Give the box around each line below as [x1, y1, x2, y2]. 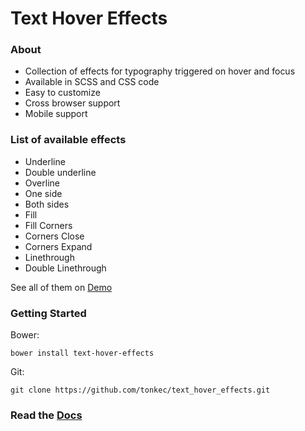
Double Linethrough [24, 262, 107, 274]
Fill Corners [24, 219, 73, 231]
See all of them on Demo [10, 281, 113, 293]
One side [24, 187, 63, 199]
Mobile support [24, 108, 88, 120]
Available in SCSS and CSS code [24, 76, 160, 88]
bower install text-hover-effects [10, 348, 155, 359]
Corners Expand [24, 240, 93, 252]
